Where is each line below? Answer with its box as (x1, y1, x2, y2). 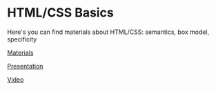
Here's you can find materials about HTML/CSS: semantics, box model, (7, 28, 210, 36)
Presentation (7, 62, 43, 70)
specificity (7, 35, 37, 43)
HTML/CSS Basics (7, 5, 114, 21)
